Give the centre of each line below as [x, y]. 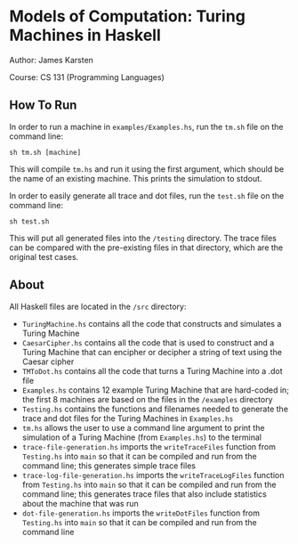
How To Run [43, 106]
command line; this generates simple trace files [109, 466]
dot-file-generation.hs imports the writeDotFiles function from [141, 513]
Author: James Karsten [51, 60]
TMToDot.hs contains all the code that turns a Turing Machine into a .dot [152, 370]
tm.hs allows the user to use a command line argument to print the [143, 427]
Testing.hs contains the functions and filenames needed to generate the [155, 409]
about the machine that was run [81, 503]
